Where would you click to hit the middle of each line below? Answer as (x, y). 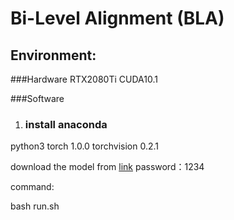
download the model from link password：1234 (107, 167)
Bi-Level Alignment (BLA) (117, 18)
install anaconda (66, 124)
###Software (37, 98)
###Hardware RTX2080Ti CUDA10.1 (84, 79)
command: (32, 187)
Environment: (53, 55)
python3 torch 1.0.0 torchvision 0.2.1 (85, 146)
